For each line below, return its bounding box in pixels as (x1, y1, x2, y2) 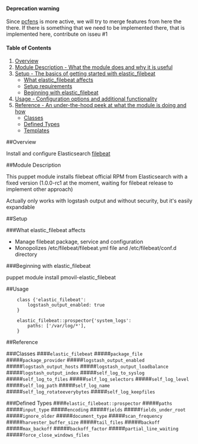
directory (14, 251, 37, 258)
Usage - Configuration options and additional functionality (14, 95, 158, 102)
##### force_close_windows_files (6, 432, 90, 439)
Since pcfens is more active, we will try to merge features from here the (6, 18, 182, 25)
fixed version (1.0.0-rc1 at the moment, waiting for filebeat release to (6, 179, 174, 187)
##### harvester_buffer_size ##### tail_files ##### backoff (6, 418, 160, 426)
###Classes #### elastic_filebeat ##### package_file (6, 350, 143, 357)
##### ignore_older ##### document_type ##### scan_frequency (6, 412, 163, 420)
